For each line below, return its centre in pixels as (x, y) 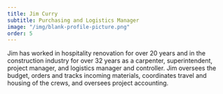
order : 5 (20, 33)
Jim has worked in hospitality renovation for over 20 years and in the (106, 53)
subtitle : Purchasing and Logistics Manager (73, 20)
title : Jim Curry (33, 14)
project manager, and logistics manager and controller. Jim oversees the (112, 68)
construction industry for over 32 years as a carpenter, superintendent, (110, 61)
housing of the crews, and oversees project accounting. (88, 83)
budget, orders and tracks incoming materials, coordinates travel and (107, 76)
